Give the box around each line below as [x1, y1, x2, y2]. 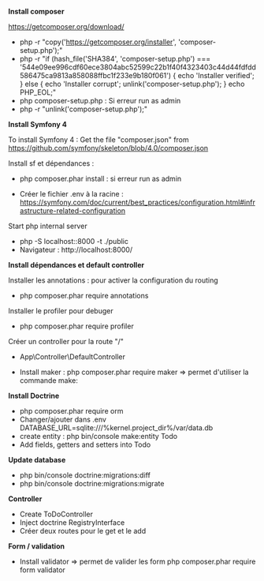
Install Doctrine [8, 391, 60, 400]
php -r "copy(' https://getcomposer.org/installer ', [19, 37, 177, 47]
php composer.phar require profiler [19, 321, 134, 331]
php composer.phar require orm [19, 407, 124, 415]
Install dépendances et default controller [8, 261, 144, 269]
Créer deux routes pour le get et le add [19, 527, 147, 535]
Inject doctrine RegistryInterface [19, 518, 125, 527]
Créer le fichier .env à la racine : [19, 189, 124, 198]
